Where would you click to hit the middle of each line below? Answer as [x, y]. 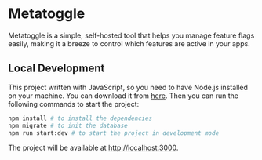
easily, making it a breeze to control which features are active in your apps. [129, 43]
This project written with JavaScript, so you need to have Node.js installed [128, 87]
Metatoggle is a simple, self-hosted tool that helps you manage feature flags [131, 35]
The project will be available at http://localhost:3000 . [93, 148]
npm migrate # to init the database [68, 125]
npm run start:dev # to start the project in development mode [114, 133]
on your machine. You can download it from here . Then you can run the [124, 96]
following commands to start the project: [74, 104]
